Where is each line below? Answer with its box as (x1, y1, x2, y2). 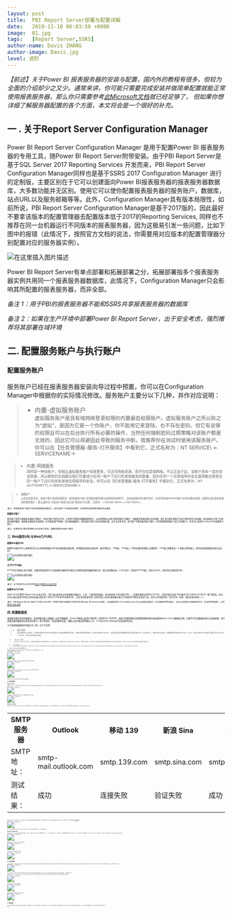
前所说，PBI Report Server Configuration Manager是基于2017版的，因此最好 (7, 204, 225, 212)
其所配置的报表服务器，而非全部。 (12, 285, 111, 293)
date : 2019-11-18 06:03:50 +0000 (7, 23, 110, 30)
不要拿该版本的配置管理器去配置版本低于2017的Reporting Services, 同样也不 (7, 212, 224, 220)
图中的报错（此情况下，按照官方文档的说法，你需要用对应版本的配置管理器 (7, 229, 219, 238)
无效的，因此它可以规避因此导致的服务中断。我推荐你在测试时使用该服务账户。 (34, 437, 221, 444)
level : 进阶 (7, 55, 39, 62)
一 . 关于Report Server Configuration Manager (7, 123, 209, 135)
